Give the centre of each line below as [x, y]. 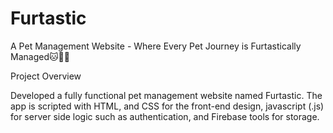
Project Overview [46, 76]
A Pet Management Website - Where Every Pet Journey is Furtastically [156, 46]
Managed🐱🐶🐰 [40, 56]
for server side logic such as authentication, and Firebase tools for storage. [165, 116]
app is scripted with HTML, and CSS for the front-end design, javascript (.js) [167, 106]
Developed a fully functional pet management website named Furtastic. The [166, 95]
